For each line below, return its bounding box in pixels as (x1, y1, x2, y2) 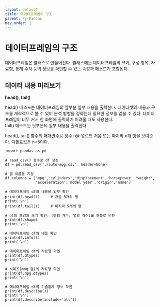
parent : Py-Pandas (5, 16, 42, 21)
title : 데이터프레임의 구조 (5, 12, 52, 16)
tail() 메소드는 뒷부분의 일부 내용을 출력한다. (5, 123, 88, 128)
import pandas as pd (5, 148, 47, 153)
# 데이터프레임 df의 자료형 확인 (5, 249, 61, 254)
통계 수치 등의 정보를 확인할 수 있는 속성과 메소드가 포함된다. (15, 66, 129, 72)
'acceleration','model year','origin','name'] (35, 180, 131, 185)
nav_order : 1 (5, 20, 32, 26)
